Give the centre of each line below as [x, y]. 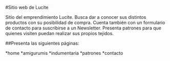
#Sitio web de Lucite [27, 7]
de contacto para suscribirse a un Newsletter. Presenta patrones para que [83, 28]
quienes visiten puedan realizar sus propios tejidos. [59, 33]
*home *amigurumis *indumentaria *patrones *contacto [64, 53]
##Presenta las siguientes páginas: [42, 43]
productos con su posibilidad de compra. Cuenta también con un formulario [85, 23]
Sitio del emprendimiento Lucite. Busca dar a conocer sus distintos [76, 17]
